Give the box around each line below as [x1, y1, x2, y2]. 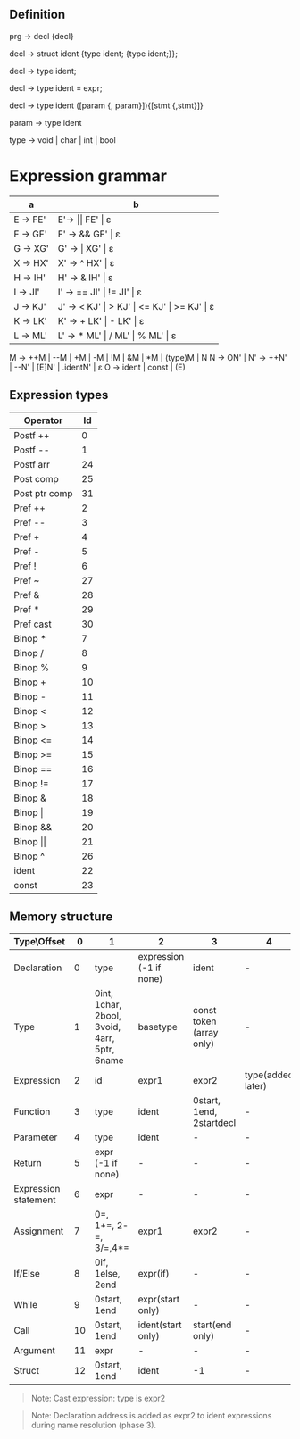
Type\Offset [13, 936, 65, 948]
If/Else [13, 1268, 40, 1280]
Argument [13, 1344, 56, 1357]
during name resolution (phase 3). [30, 1419, 157, 1431]
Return [13, 1157, 42, 1169]
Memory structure [9, 909, 113, 924]
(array [193, 1027, 219, 1039]
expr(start [137, 1293, 180, 1306]
